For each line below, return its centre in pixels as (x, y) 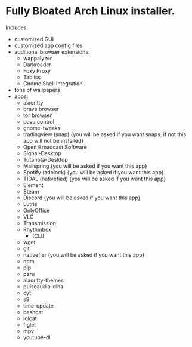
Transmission (40, 223)
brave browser (41, 109)
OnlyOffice (36, 210)
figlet (30, 324)
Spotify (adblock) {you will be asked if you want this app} (94, 172)
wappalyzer (38, 58)
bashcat (33, 312)
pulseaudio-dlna (43, 286)
